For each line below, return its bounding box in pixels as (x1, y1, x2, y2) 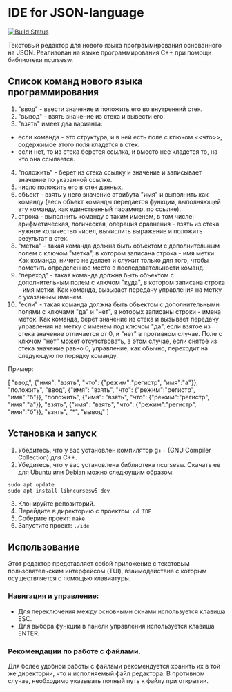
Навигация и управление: (8, 591, 99, 601)
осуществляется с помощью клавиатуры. (8, 574, 131, 582)
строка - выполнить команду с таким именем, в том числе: (17, 212, 194, 220)
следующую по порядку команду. (17, 351, 118, 359)
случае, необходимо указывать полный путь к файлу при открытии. (8, 676, 209, 684)
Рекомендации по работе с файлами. (8, 646, 141, 656)
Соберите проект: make (17, 514, 86, 522)
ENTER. (17, 629, 40, 637)
